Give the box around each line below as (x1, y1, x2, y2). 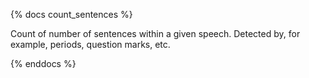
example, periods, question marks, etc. (10, 39, 171, 50)
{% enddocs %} (10, 58, 77, 69)
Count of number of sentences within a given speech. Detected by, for (10, 28, 301, 39)
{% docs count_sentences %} (10, 9, 133, 20)
